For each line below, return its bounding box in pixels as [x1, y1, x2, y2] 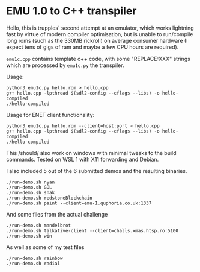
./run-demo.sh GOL [6, 184, 52, 191]
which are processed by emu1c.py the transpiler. [6, 62, 124, 69]
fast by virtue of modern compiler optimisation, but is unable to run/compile [6, 30, 193, 37]
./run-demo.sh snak [6, 189, 55, 195]
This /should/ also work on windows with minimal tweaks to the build [6, 149, 177, 156]
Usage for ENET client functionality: [6, 111, 95, 118]
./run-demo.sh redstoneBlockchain [6, 195, 93, 201]
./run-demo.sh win [6, 233, 52, 239]
